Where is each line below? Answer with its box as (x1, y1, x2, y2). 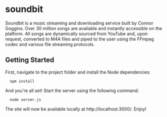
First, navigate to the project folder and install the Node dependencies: (5, 69, 151, 75)
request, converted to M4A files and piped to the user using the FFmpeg (5, 36, 154, 42)
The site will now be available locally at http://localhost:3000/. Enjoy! (5, 106, 146, 112)
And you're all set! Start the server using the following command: (5, 87, 139, 93)
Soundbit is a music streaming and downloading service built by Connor (5, 20, 153, 26)
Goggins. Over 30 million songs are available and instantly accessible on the (5, 25, 162, 31)
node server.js (9, 97, 41, 102)
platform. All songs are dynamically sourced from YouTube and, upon (5, 30, 148, 36)
